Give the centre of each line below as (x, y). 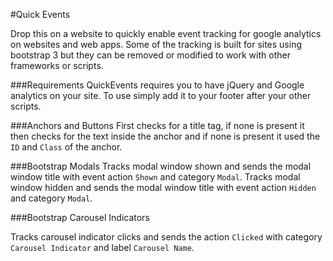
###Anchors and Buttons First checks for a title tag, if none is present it (157, 125)
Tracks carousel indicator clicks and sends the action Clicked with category (166, 237)
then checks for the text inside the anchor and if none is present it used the (165, 136)
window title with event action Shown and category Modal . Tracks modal (155, 177)
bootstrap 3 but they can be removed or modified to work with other (150, 55)
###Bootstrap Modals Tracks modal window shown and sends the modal (161, 166)
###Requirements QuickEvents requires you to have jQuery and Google (157, 85)
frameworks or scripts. (57, 65)
